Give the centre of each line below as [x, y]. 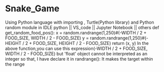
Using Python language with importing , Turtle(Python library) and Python [80, 22]
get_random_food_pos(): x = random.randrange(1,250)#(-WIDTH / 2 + [76, 33]
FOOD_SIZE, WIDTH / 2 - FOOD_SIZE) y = [47, 38]
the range [15, 64]
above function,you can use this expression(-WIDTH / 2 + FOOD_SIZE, [76, 48]
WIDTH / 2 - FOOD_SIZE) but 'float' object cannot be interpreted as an [76, 54]
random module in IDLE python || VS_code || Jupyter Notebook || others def [82, 27]
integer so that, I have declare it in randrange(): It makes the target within [79, 59]
